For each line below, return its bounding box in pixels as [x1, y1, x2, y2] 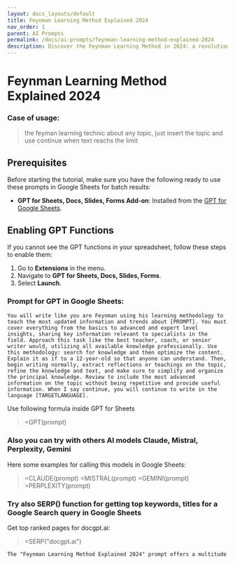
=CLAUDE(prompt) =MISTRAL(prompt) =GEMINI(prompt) [24, 474, 190, 482]
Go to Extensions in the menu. [17, 264, 106, 272]
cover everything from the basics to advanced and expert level [7, 324, 199, 332]
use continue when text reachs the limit [24, 136, 138, 145]
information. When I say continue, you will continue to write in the [7, 386, 218, 393]
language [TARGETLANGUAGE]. [7, 392, 90, 399]
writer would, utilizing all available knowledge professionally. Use [7, 343, 218, 350]
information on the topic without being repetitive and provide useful [7, 380, 220, 387]
